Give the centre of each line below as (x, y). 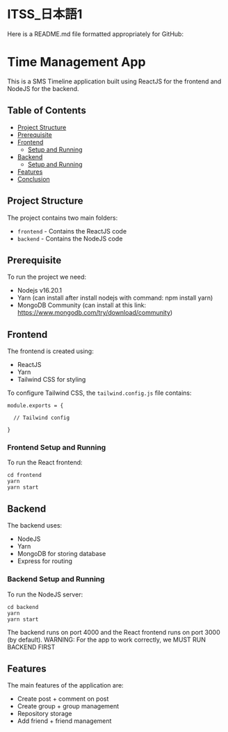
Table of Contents (47, 111)
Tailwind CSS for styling (51, 380)
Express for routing (45, 561)
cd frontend (24, 475)
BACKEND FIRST (31, 646)
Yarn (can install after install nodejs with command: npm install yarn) (115, 298)
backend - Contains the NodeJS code (70, 238)
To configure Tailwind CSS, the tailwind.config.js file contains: (100, 393)
